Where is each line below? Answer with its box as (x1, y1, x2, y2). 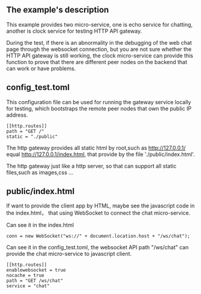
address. (6, 111, 28, 119)
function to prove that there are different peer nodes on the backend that (6, 58, 187, 65)
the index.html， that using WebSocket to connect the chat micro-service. (6, 209, 191, 217)
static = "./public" (6, 133, 59, 140)
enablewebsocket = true (6, 267, 66, 273)
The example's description (6, 5, 109, 15)
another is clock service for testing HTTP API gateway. (6, 27, 142, 34)
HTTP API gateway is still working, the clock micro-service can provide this (6, 51, 193, 59)
